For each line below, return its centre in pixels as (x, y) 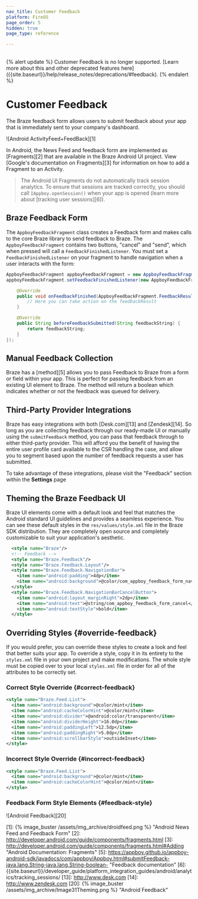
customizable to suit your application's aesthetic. (66, 537)
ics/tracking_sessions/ (33, 877)
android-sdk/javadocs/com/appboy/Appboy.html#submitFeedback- (88, 859)
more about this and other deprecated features (63, 68)
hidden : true (22, 28)
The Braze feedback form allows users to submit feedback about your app (96, 121)
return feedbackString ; (56, 329)
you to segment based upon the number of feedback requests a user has (95, 455)
